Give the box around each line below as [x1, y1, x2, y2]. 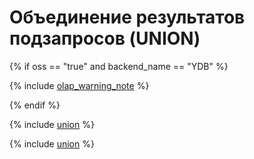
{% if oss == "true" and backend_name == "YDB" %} [9, 60, 229, 72]
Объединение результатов [9, 6, 246, 29]
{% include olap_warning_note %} [9, 79, 150, 91]
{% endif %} [9, 99, 61, 111]
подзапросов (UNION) [9, 27, 201, 50]
